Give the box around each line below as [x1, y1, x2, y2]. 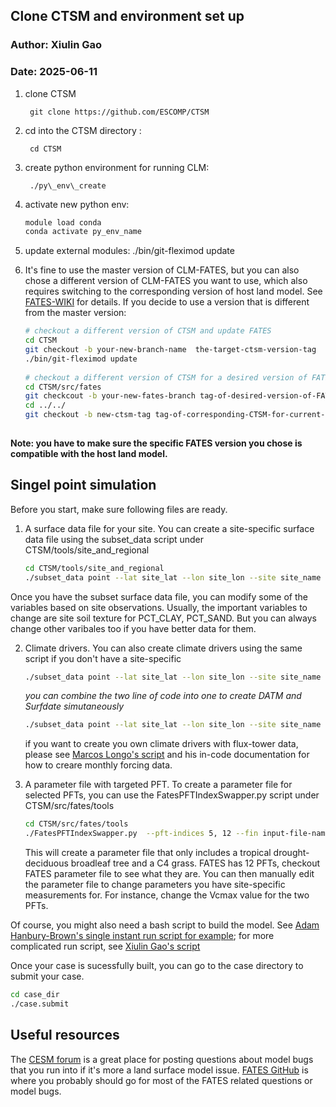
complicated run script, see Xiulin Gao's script [10, 940, 201, 953]
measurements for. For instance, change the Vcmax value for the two [24, 889, 310, 901]
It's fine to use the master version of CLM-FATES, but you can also [24, 264, 300, 276]
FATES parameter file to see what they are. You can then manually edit [24, 868, 315, 880]
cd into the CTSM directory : [24, 124, 142, 136]
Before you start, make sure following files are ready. [10, 503, 228, 515]
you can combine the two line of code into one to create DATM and [24, 690, 302, 702]
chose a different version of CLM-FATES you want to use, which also [24, 275, 308, 287]
